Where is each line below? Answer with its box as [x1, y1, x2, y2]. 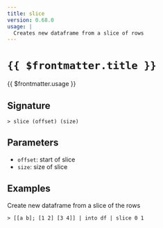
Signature [7, 100, 51, 112]
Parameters [7, 137, 59, 149]
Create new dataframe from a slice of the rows [7, 201, 141, 209]
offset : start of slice [17, 155, 76, 164]
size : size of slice [17, 162, 68, 170]
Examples [7, 183, 51, 195]
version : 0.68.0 [7, 17, 54, 24]
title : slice [7, 10, 45, 17]
